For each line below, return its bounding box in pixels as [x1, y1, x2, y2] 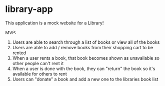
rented [12, 50, 26, 56]
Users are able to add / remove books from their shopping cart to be [12, 44, 153, 50]
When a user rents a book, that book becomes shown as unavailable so [12, 55, 160, 61]
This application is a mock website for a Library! [5, 20, 104, 26]
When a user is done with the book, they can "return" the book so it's [12, 66, 155, 72]
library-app [5, 3, 53, 15]
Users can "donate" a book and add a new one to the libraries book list [12, 76, 158, 82]
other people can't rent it [12, 60, 64, 66]
